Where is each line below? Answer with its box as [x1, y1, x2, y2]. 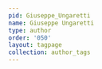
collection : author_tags [8, 48, 91, 56]
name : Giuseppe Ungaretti [8, 19, 94, 27]
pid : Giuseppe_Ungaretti [8, 11, 91, 20]
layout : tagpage [8, 41, 62, 49]
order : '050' [8, 33, 52, 42]
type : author [8, 26, 52, 34]
